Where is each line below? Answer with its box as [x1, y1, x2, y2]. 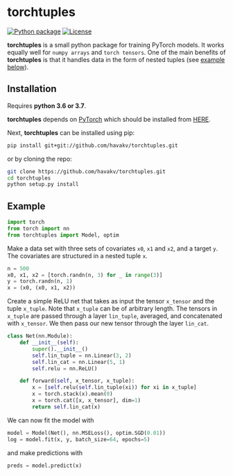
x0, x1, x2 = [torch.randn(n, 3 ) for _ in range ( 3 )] [7, 271, 163, 278]
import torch [7, 219, 45, 226]
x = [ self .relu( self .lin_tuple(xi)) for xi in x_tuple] [32, 384, 197, 391]
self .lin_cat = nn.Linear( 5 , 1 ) [32, 358, 126, 365]
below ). [7, 63, 29, 71]
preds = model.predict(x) [7, 462, 82, 469]
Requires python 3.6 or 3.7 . [7, 102, 87, 110]
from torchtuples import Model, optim [7, 231, 119, 239]
